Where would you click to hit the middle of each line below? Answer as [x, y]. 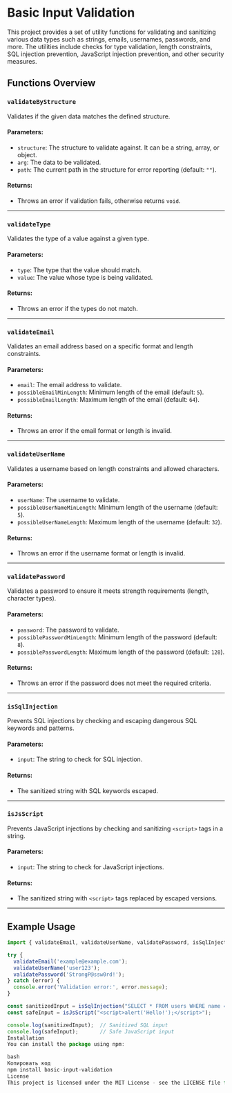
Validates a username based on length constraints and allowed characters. [113, 468]
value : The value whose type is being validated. [85, 277]
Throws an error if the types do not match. [77, 308]
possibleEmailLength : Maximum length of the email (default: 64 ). [108, 400]
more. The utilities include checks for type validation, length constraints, [110, 46]
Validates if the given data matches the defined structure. [89, 116]
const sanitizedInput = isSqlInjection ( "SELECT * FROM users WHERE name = [117, 1006]
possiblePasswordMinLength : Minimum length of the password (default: [117, 637]
